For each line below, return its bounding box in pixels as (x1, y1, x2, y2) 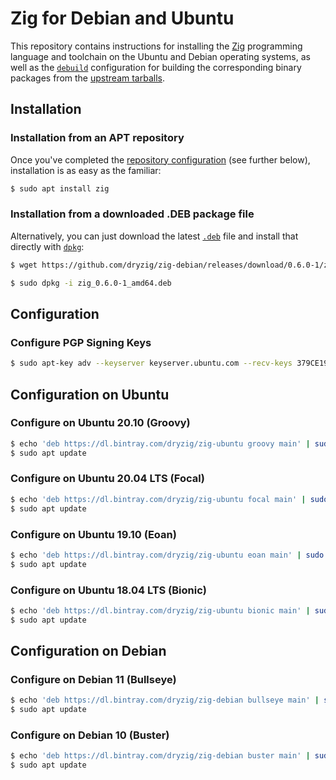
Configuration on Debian (10, 643, 167, 660)
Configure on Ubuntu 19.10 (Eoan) (10, 527, 177, 541)
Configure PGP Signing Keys (10, 335, 152, 349)
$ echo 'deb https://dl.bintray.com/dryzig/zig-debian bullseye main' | (10, 695, 320, 706)
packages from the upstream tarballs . (10, 72, 165, 84)
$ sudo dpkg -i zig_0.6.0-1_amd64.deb (10, 278, 172, 288)
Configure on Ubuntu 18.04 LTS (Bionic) (10, 583, 207, 597)
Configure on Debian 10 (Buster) (10, 728, 170, 742)
